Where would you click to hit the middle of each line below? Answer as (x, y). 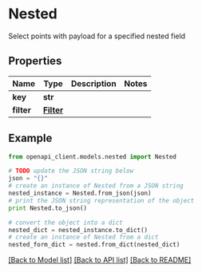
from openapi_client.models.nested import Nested (93, 156)
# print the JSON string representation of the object (101, 200)
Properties (35, 61)
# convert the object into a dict (66, 223)
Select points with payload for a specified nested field (97, 36)
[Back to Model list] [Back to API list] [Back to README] (100, 260)
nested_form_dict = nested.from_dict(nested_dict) (94, 245)
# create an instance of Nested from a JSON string (96, 186)
